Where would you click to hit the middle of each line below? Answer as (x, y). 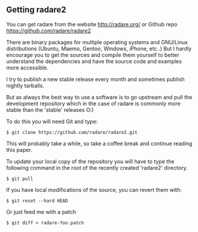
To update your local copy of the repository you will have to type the (90, 161)
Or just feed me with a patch (41, 212)
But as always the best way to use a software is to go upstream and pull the (99, 97)
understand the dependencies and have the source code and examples (94, 61)
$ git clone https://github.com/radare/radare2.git (72, 132)
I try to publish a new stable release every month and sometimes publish (95, 79)
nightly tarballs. (25, 86)
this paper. (19, 149)
